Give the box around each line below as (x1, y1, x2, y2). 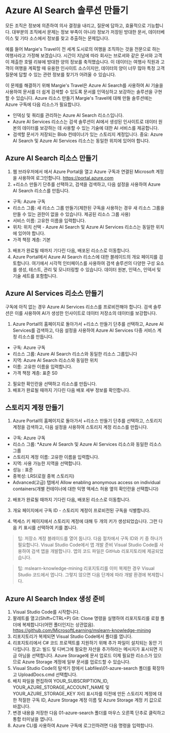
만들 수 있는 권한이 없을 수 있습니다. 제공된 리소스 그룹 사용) (12, 211, 131, 217)
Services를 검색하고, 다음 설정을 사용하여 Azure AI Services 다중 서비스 (12, 327, 156, 333)
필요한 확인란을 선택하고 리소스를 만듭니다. (12, 380, 97, 387)
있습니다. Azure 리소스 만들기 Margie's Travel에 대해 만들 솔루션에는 (16, 95, 153, 101)
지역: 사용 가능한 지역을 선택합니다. (12, 460, 82, 466)
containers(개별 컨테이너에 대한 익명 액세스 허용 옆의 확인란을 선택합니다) (12, 486, 159, 492)
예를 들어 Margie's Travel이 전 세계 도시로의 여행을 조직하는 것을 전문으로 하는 (5, 46, 161, 52)
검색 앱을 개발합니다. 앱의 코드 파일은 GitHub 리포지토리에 (31, 548, 146, 554)
